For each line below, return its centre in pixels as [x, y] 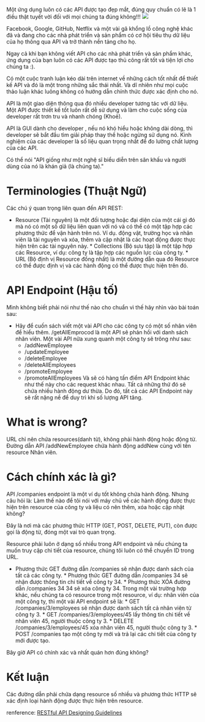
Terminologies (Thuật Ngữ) [76, 191]
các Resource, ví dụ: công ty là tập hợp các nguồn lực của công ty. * [102, 252]
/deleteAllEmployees [50, 364]
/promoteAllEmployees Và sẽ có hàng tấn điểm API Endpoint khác [107, 378]
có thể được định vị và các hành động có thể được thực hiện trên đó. [102, 265]
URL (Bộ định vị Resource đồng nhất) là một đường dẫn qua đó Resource [107, 259]
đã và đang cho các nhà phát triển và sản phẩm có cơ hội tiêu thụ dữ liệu [98, 35]
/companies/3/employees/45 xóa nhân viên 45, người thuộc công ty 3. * [106, 627]
